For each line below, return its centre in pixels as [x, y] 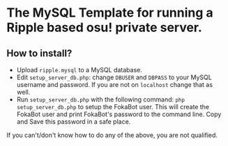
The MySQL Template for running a [110, 13]
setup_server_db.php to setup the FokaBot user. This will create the [113, 107]
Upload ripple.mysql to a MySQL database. [79, 70]
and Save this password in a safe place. [74, 122]
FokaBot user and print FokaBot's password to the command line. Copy [119, 114]
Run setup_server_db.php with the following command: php [101, 99]
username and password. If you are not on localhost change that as [115, 84]
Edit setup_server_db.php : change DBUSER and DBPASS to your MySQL [114, 77]
